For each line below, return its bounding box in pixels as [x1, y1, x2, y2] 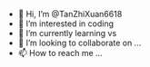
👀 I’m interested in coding [17, 18, 115, 29]
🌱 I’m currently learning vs [17, 28, 117, 38]
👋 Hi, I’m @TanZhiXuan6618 [17, 9, 123, 19]
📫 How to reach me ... [17, 48, 103, 58]
